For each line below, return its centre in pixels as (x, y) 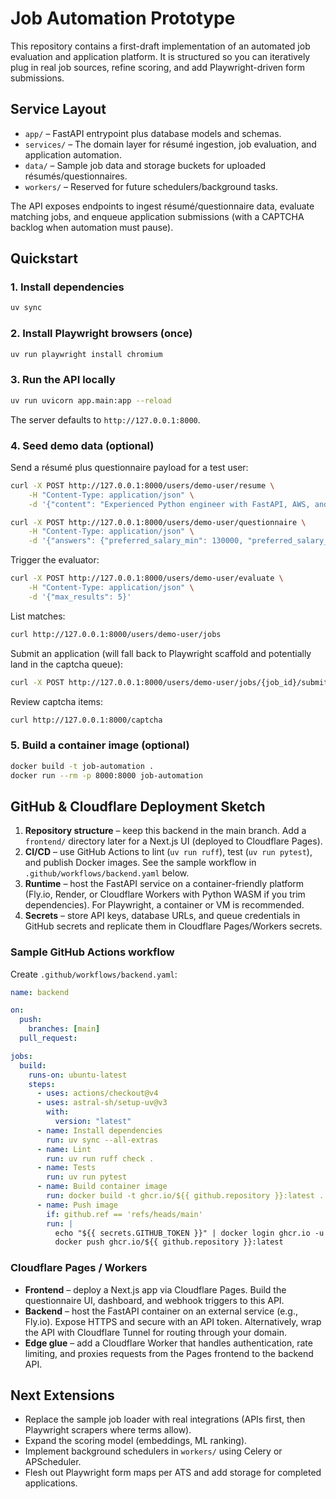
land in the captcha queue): (67, 664)
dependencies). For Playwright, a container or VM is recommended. (164, 905)
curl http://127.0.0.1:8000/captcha (86, 720)
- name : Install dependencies (99, 1130)
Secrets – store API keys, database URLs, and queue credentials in (162, 916)
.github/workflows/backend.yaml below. (107, 873)
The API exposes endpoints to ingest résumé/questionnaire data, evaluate (162, 206)
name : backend (40, 992)
